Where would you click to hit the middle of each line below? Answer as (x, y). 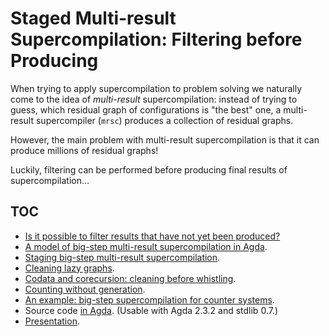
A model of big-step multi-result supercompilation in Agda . (146, 246)
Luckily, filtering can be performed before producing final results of (149, 169)
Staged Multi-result (93, 18)
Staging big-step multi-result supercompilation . (122, 257)
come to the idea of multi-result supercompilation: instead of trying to (154, 99)
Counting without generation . (85, 289)
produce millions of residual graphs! (84, 150)
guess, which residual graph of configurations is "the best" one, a (146, 109)
